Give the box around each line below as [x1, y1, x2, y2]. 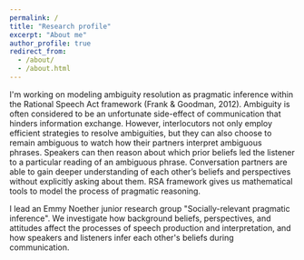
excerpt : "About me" [9, 30, 88, 39]
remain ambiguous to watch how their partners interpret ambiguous [9, 137, 262, 148]
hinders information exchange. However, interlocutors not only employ [9, 117, 273, 128]
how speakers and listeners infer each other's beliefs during [9, 232, 234, 243]
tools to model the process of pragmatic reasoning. [9, 185, 201, 196]
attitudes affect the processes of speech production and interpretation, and [9, 222, 292, 233]
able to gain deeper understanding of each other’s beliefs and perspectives [9, 165, 291, 177]
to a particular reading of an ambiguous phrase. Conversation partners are [9, 156, 288, 167]
